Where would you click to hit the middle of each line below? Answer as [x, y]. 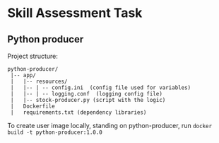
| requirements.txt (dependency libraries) [78, 113]
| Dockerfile [32, 106]
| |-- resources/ [39, 81]
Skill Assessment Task [75, 13]
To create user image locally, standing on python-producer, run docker [110, 126]
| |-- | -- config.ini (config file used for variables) [101, 88]
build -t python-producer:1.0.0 [55, 132]
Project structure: [33, 56]
